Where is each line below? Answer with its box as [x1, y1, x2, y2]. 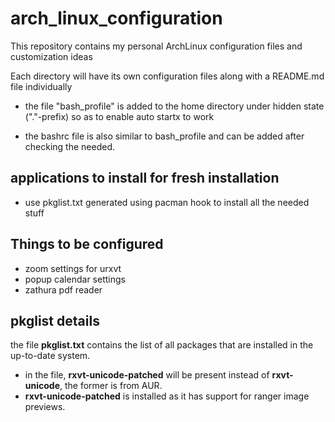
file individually [10, 80, 73, 92]
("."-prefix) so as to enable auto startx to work [24, 110, 215, 122]
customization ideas [10, 50, 93, 62]
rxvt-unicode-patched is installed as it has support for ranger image [24, 390, 310, 402]
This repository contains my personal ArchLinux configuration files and [10, 40, 303, 52]
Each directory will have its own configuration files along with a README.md [10, 70, 325, 82]
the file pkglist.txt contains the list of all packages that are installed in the [10, 339, 314, 351]
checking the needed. [24, 140, 115, 152]
